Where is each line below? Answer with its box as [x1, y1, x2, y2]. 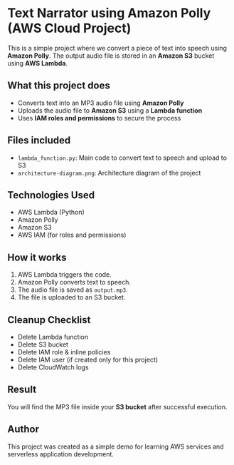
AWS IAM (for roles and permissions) [17, 230, 127, 240]
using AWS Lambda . [7, 58, 68, 67]
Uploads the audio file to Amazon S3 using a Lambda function [17, 106, 203, 115]
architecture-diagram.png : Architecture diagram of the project [17, 168, 201, 177]
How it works [7, 251, 67, 263]
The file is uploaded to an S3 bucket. [17, 293, 126, 302]
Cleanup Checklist [7, 314, 91, 326]
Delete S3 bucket [17, 340, 69, 349]
